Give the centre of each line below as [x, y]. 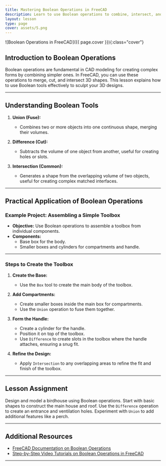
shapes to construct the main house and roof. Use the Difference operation [82, 406]
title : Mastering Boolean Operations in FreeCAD [56, 10]
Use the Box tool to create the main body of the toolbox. [76, 285]
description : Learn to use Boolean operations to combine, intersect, [79, 14]
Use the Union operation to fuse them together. [67, 309]
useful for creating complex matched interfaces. [69, 181]
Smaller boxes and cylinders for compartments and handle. [80, 247]
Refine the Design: [32, 353]
